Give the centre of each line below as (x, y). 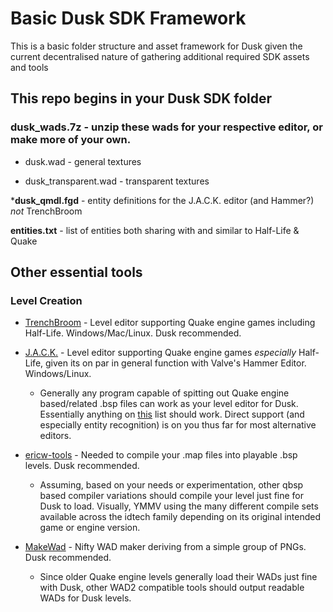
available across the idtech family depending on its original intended (180, 517)
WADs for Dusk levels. (85, 598)
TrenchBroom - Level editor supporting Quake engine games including (170, 323)
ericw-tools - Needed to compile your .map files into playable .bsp (161, 455)
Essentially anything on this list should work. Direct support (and (172, 414)
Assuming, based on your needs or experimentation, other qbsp (171, 485)
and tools (29, 67)
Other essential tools (76, 272)
